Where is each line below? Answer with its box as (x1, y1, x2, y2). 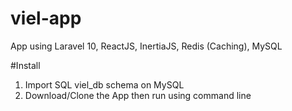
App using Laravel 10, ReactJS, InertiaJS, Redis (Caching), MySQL (10, 40, 283, 52)
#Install (10, 59, 41, 71)
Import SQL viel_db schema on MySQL (24, 78, 185, 91)
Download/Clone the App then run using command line (24, 89, 252, 101)
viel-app (10, 7, 82, 30)
